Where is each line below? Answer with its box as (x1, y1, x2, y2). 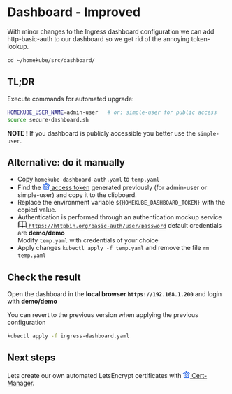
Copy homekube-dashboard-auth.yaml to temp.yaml (17, 175, 160, 184)
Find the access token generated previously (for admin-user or (17, 183, 208, 192)
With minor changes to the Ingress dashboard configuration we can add (7, 27, 215, 36)
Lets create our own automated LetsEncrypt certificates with (7, 371, 182, 379)
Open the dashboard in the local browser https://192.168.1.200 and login (7, 290, 222, 298)
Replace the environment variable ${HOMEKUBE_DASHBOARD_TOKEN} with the (17, 198, 226, 207)
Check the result (7, 271, 81, 283)
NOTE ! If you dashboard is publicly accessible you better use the (7, 129, 196, 137)
